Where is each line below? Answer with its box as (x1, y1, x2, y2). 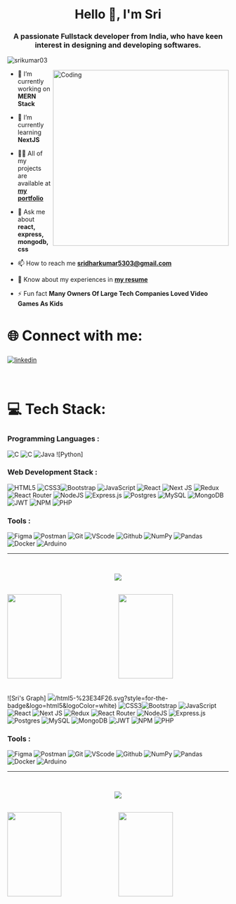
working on (17, 84, 51, 93)
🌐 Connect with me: (7, 327, 143, 345)
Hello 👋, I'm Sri (74, 6, 162, 22)
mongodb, (17, 238, 49, 246)
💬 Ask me (17, 207, 46, 217)
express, (17, 230, 44, 238)
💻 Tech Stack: (7, 400, 107, 418)
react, (17, 223, 36, 231)
